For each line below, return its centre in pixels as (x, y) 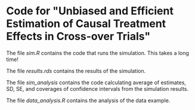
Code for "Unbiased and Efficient (90, 11)
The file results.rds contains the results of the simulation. (76, 71)
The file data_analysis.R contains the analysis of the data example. (88, 100)
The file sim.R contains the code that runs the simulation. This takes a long (98, 53)
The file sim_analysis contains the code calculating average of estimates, (96, 82)
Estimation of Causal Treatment (86, 24)
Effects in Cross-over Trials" (78, 36)
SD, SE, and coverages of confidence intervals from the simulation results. (97, 88)
